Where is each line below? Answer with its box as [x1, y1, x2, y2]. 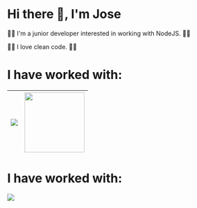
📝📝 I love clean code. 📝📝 [7, 42, 78, 51]
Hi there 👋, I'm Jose [7, 6, 121, 22]
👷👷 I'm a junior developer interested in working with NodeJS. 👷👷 [7, 29, 191, 37]
